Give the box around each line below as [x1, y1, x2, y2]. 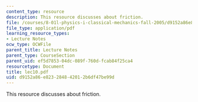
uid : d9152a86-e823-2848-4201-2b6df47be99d [6, 74, 115, 80]
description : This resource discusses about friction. [6, 14, 144, 20]
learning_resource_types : [6, 31, 70, 37]
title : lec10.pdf [6, 69, 49, 75]
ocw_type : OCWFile [6, 42, 51, 48]
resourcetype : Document [6, 63, 65, 70]
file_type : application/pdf [6, 25, 75, 31]
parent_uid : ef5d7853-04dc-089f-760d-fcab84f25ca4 [6, 58, 133, 64]
